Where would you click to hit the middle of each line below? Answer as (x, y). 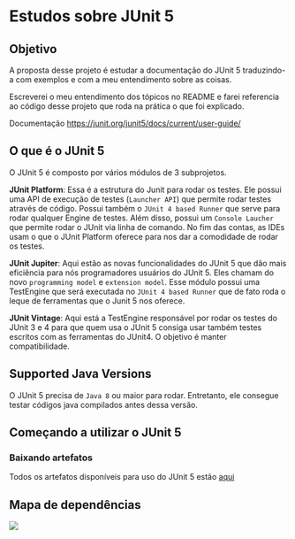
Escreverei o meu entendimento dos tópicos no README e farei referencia (144, 96)
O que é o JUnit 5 (57, 151)
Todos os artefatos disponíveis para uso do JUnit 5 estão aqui (122, 477)
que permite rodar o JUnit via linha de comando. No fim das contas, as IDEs (147, 227)
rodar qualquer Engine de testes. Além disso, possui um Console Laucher (141, 218)
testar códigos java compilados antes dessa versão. (104, 404)
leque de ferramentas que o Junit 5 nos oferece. (97, 300)
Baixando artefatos (51, 458)
